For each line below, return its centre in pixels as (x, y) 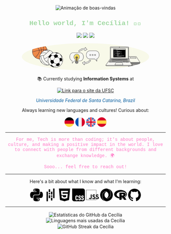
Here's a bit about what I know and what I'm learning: (85, 181)
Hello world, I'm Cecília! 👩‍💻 (85, 23)
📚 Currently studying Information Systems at (85, 78)
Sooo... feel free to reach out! (85, 167)
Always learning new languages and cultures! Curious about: (85, 110)
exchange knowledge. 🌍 (85, 156)
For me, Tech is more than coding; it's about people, (85, 139)
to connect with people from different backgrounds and (85, 150)
